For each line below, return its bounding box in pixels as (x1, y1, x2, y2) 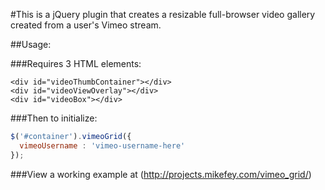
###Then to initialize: (10, 112, 98, 124)
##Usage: (10, 39, 52, 50)
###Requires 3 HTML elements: (10, 58, 142, 69)
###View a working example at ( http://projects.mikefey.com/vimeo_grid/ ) (10, 168, 312, 180)
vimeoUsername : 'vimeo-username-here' (19, 140, 186, 151)
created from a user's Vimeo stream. (10, 19, 162, 31)
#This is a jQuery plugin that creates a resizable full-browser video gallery (10, 9, 316, 20)
